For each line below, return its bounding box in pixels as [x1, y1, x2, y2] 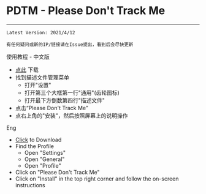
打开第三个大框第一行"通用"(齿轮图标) [24, 89, 120, 96]
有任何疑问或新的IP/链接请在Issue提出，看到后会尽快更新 [6, 41, 134, 48]
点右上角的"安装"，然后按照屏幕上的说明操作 [15, 111, 128, 119]
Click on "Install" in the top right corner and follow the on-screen [15, 175, 179, 182]
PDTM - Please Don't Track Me [6, 4, 166, 18]
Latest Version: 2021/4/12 [6, 29, 75, 35]
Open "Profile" [24, 162, 61, 169]
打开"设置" [24, 81, 51, 89]
